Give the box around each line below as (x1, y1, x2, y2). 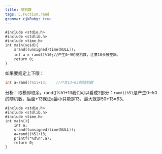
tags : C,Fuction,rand (5, 12, 50, 17)
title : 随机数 (5, 7, 32, 12)
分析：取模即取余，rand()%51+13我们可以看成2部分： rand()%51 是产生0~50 (5, 90, 158, 96)
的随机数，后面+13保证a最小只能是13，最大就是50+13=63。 (5, 96, 127, 102)
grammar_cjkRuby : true (5, 16, 52, 21)
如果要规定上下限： (5, 70, 44, 77)
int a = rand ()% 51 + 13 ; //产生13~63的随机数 (5, 80, 94, 85)
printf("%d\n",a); (14, 136, 52, 141)
